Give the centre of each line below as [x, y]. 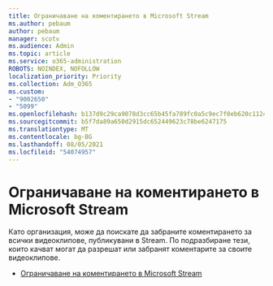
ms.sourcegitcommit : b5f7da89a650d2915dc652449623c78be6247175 [118, 122]
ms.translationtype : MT [49, 129]
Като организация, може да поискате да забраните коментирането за [130, 232]
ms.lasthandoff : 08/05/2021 [56, 144]
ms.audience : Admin [41, 46]
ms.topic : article [39, 54]
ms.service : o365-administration [65, 62]
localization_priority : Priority [65, 76]
